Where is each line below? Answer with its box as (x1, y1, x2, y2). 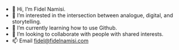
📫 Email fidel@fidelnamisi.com (11, 37, 89, 44)
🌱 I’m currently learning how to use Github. (11, 24, 118, 31)
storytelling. (11, 18, 42, 25)
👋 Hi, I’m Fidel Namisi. (11, 6, 66, 12)
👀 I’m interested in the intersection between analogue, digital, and (11, 12, 173, 19)
